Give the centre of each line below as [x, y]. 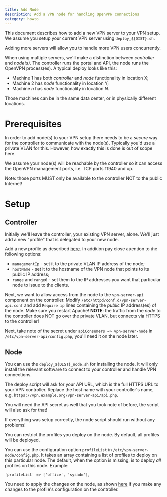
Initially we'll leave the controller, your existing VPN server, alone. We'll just [82, 234]
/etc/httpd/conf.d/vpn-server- [114, 301]
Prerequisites [34, 124]
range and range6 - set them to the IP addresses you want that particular [86, 280]
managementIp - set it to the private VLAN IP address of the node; [78, 264]
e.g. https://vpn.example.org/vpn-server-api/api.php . [62, 395]
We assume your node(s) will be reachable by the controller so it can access [84, 163]
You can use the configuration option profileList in [59, 450]
